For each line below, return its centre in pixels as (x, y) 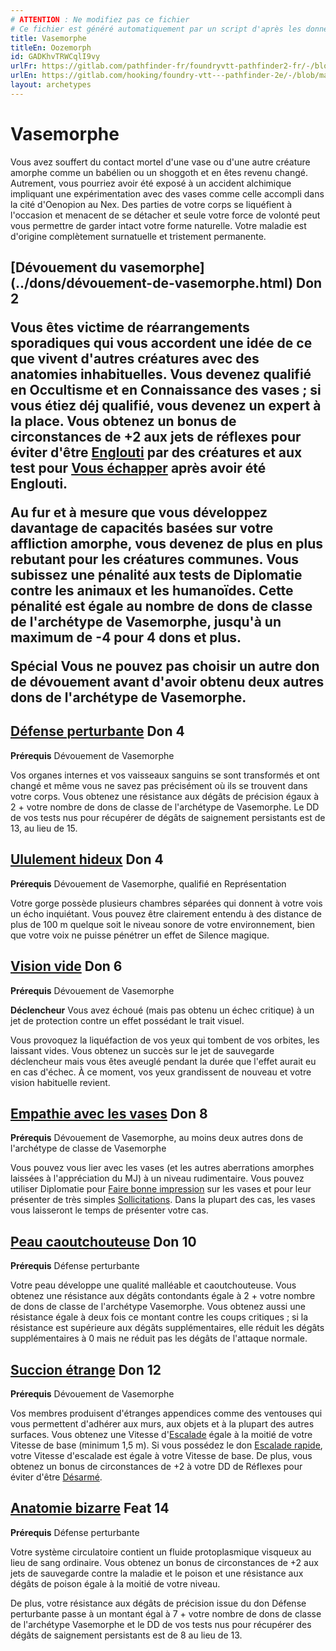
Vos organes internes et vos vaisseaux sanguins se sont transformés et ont (165, 775)
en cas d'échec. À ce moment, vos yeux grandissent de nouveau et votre (161, 1072)
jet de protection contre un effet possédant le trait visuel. (127, 1020)
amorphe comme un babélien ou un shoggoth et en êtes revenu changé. (159, 172)
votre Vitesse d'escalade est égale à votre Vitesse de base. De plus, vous (161, 1455)
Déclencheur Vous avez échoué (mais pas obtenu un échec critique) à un (162, 1010)
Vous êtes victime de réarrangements (130, 327)
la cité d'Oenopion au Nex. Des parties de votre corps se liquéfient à (151, 204)
